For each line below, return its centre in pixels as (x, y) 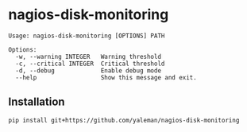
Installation (37, 102)
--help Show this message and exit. (106, 77)
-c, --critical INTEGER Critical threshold (90, 64)
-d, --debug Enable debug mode (88, 70)
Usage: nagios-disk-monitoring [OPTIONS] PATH (87, 36)
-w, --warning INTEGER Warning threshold (88, 56)
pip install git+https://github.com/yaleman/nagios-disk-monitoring (124, 120)
